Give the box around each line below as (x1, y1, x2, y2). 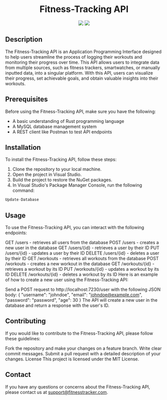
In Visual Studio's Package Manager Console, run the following (12, 182, 142, 188)
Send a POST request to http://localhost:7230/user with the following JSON (5, 287, 161, 293)
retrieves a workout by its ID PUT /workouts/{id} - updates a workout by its (5, 266, 159, 272)
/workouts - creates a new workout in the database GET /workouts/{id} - (5, 261, 155, 267)
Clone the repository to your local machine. (12, 166, 101, 172)
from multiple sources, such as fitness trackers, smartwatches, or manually (5, 64, 160, 71)
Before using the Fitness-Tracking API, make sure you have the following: (5, 108, 156, 114)
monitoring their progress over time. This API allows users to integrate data (5, 59, 159, 65)
